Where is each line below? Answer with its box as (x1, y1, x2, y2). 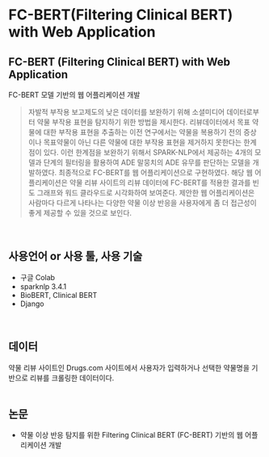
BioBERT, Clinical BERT (19, 290, 98, 300)
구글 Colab (19, 272, 55, 282)
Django (19, 299, 44, 308)
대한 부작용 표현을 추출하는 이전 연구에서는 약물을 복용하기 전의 (43, 128, 242, 136)
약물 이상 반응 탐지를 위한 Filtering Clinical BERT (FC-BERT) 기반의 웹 (19, 430, 244, 440)
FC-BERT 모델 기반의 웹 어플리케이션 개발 (8, 90, 141, 99)
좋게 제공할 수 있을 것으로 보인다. (27, 208, 132, 217)
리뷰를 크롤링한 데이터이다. (29, 373, 115, 383)
